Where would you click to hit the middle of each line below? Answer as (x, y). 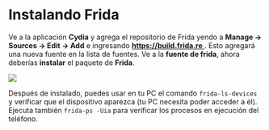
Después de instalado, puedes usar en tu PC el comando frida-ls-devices (133, 93)
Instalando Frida (64, 15)
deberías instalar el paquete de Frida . (71, 63)
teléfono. (23, 119)
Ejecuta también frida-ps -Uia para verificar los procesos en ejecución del (134, 110)
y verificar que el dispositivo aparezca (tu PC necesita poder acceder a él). (133, 101)
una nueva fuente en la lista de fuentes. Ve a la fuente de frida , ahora (124, 54)
